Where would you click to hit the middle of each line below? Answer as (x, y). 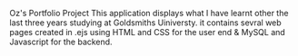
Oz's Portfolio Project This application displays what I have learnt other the (149, 13)
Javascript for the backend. (61, 42)
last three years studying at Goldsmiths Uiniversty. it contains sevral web (145, 23)
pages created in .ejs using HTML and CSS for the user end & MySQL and (148, 32)
